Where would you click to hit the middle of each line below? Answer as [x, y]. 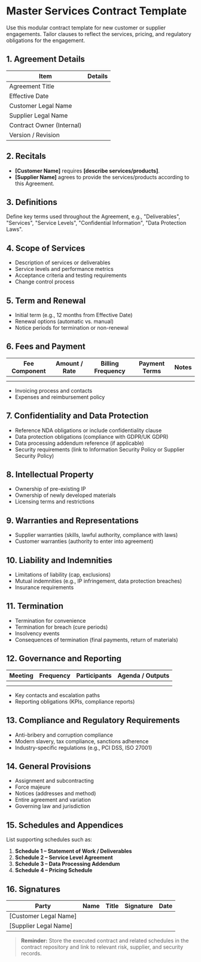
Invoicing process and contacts [54, 390]
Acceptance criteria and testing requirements [71, 275]
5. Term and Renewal [46, 301]
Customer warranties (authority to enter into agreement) [84, 541]
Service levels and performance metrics [64, 269]
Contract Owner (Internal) [45, 125]
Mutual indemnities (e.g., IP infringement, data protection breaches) [98, 581]
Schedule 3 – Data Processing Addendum [67, 864]
